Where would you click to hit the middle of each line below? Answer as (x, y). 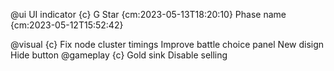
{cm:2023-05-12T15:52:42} (67, 25)
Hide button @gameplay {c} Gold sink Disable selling (119, 55)
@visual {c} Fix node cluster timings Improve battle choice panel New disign (167, 44)
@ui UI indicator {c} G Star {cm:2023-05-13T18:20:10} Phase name (148, 14)
